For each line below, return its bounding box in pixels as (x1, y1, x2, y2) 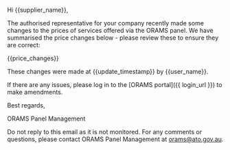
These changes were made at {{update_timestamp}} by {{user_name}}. (7, 68, 209, 75)
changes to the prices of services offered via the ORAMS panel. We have (7, 27, 214, 34)
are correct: (7, 41, 41, 49)
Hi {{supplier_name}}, (7, 6, 69, 14)
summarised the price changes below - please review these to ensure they (7, 34, 219, 42)
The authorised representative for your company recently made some (7, 19, 205, 27)
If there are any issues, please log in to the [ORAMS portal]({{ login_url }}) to (7, 81, 222, 88)
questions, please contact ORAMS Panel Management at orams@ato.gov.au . (7, 135, 224, 143)
